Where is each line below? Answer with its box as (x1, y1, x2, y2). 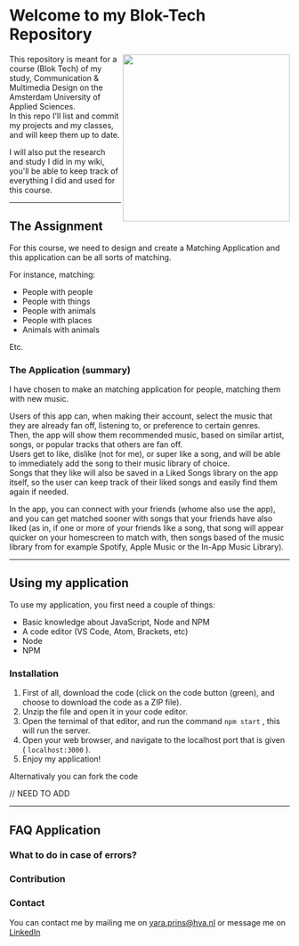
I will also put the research (9, 146, 106, 157)
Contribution (9, 873, 66, 885)
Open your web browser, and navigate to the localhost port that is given (21, 735, 286, 746)
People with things (21, 296, 91, 306)
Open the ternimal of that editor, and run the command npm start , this (21, 716, 280, 727)
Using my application (9, 575, 129, 591)
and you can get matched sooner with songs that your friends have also (9, 513, 273, 524)
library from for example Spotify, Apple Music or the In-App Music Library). (9, 542, 285, 552)
